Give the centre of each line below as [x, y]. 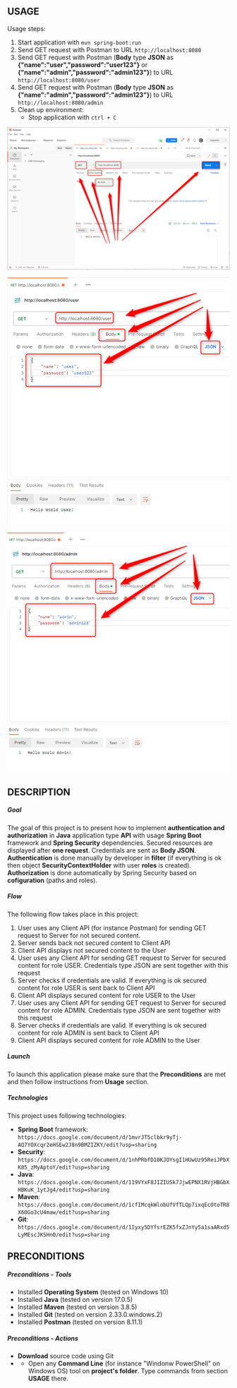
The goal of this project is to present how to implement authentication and [116, 827]
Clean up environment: [51, 109]
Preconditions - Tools [39, 1274]
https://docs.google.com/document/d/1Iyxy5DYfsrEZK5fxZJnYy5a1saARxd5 [123, 1227]
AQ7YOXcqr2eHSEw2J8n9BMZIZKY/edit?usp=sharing [87, 1145]
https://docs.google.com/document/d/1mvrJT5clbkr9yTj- [100, 1137]
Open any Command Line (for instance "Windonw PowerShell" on [124, 1363]
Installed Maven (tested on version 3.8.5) [77, 1307]
